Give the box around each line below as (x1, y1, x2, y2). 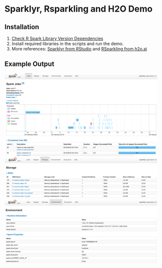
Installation (4, 23, 39, 31)
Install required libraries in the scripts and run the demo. (11, 41, 124, 47)
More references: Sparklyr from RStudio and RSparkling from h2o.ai (11, 46, 147, 51)
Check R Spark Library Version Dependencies (11, 35, 103, 41)
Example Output (4, 60, 54, 68)
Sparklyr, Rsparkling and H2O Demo (4, 3, 153, 15)
